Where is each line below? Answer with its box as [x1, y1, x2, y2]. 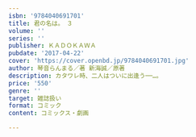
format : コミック [8, 102, 62, 110]
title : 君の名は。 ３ [8, 19, 73, 27]
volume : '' [8, 27, 45, 35]
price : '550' [8, 79, 52, 87]
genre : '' [8, 86, 42, 95]
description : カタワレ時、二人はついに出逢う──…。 [8, 72, 163, 80]
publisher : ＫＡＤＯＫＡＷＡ [8, 42, 97, 50]
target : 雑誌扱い [8, 94, 62, 102]
